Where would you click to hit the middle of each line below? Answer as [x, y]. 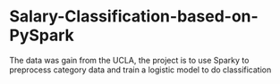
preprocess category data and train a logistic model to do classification [140, 70]
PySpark [42, 35]
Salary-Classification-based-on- [134, 17]
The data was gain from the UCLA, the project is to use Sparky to [129, 60]
